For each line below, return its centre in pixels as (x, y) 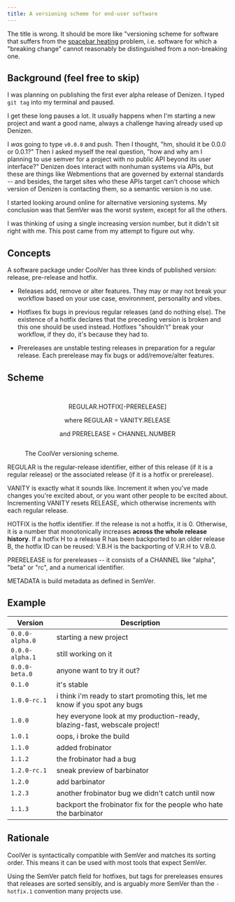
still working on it (84, 654)
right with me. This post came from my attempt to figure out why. (101, 231)
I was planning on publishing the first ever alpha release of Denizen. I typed (116, 95)
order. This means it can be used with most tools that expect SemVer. (107, 862)
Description (141, 622)
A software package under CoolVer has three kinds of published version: (112, 270)
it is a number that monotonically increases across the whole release (107, 532)
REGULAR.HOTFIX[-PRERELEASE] (117, 406)
